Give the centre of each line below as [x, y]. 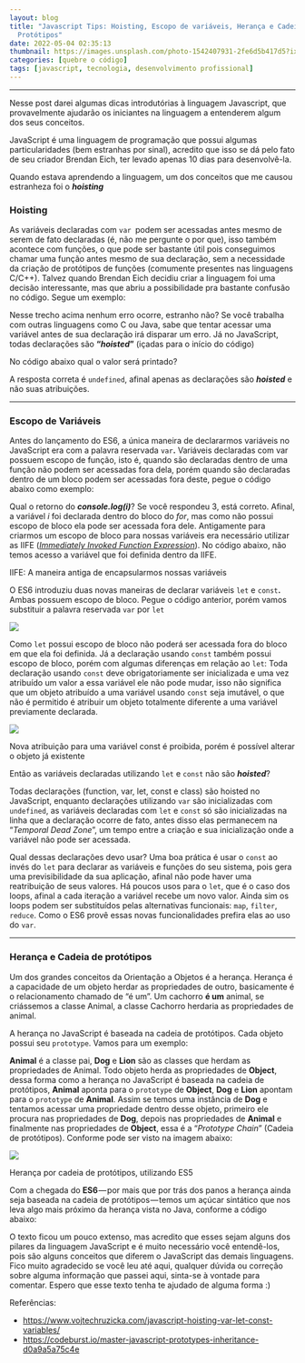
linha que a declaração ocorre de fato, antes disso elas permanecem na [144, 820]
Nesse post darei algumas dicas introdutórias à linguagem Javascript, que [148, 103]
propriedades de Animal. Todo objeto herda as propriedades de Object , [143, 1070]
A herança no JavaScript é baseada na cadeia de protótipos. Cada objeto [147, 1033]
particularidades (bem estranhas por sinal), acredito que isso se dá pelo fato [152, 149]
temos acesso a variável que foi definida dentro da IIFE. [113, 555]
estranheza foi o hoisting [57, 186]
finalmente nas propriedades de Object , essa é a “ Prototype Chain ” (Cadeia [152, 1127]
